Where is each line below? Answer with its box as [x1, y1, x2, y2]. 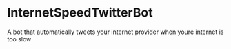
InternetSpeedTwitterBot [7, 5, 153, 21]
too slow [7, 35, 32, 43]
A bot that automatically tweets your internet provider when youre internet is [7, 28, 224, 36]
